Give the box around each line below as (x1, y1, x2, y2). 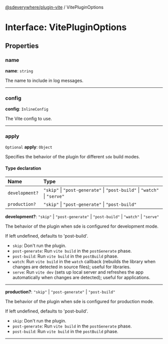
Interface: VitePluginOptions (5, 22, 127, 33)
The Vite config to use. (5, 116, 52, 122)
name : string (5, 67, 33, 74)
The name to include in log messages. (5, 77, 83, 83)
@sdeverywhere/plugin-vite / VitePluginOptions (5, 4, 104, 10)
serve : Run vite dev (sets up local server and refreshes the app (12, 269, 143, 275)
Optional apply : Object (5, 144, 52, 150)
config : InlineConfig (5, 106, 48, 112)
